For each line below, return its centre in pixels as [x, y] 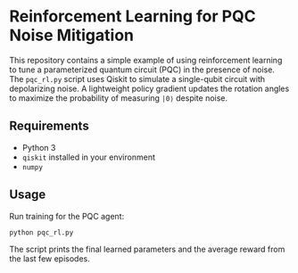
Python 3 [39, 147]
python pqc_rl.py [41, 232]
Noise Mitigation [72, 35]
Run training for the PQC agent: [67, 216]
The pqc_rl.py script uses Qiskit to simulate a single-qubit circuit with [137, 79]
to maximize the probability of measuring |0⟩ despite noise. [119, 98]
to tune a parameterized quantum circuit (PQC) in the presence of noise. [142, 70]
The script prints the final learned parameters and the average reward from [147, 249]
